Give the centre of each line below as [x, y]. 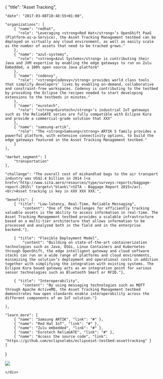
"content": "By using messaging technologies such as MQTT [84, 285]
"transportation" [31, 161]
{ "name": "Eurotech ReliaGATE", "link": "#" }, [64, 332]
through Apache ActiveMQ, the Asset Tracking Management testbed [73, 290]
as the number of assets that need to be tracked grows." [65, 46]
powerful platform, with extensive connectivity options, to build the [79, 136]
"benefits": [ [20, 200]
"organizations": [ [25, 24]
